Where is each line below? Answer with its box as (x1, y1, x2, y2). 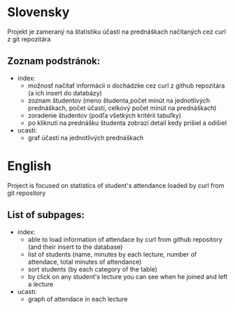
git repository (7, 189, 46, 197)
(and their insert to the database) (27, 243, 123, 251)
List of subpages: (7, 209, 85, 221)
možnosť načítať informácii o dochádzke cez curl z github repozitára (27, 81, 225, 90)
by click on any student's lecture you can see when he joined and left (27, 272, 228, 281)
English (7, 158, 52, 174)
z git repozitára (7, 34, 51, 43)
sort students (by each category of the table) (27, 264, 157, 274)
